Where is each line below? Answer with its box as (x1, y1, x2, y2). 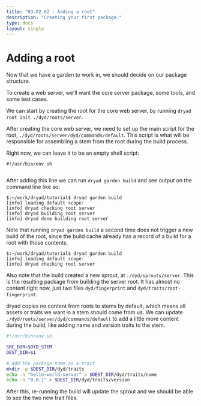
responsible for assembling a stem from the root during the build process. (6, 138, 188, 145)
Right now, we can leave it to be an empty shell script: (6, 149, 140, 157)
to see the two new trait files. (6, 394, 78, 402)
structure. (6, 77, 31, 85)
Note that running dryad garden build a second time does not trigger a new (6, 226, 193, 234)
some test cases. (6, 95, 49, 103)
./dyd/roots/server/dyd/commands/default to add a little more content (6, 315, 179, 323)
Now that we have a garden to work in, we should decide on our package (6, 71, 187, 79)
